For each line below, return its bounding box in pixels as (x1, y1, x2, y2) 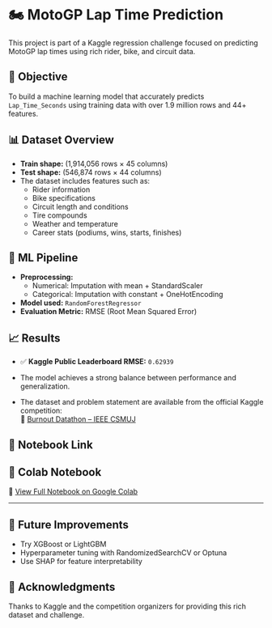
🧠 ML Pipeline (8, 251, 79, 265)
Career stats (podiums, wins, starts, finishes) (32, 227, 182, 237)
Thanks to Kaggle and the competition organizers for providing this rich (8, 601, 247, 611)
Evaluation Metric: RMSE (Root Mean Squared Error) (19, 307, 198, 316)
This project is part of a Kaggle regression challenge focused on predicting (8, 37, 259, 48)
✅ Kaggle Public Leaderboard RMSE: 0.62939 (19, 357, 174, 367)
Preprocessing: (19, 272, 74, 282)
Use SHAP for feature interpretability (19, 557, 143, 566)
